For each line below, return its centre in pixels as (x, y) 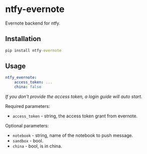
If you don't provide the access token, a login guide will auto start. (74, 97)
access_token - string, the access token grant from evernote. (75, 116)
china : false (28, 87)
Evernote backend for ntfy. (33, 23)
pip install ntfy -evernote (33, 50)
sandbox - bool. (28, 141)
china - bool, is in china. (37, 146)
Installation (23, 39)
